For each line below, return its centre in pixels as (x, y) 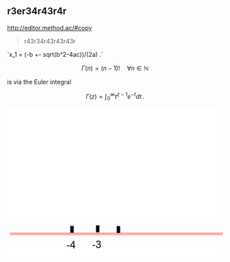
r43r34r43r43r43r (50, 41)
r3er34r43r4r (37, 11)
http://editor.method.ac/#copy (50, 27)
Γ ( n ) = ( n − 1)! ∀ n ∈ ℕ (115, 68)
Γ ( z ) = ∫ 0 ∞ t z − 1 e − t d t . (115, 96)
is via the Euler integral (39, 82)
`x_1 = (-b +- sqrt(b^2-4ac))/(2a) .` (55, 54)
